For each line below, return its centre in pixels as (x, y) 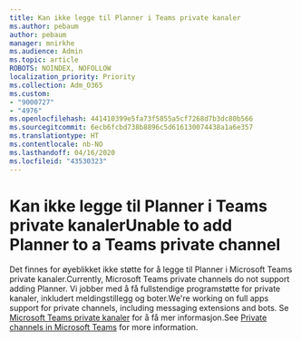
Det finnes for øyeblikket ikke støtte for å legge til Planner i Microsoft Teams (151, 269)
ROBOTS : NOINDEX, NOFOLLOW (60, 69)
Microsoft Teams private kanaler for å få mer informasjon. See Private (138, 317)
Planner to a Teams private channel (145, 244)
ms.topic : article (44, 60)
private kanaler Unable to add (121, 225)
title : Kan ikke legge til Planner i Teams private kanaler (126, 18)
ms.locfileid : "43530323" (58, 161)
